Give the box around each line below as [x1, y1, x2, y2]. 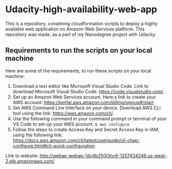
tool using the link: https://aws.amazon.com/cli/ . [12, 110, 114, 116]
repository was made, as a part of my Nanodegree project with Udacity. [5, 31, 157, 37]
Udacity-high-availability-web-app [5, 4, 157, 15]
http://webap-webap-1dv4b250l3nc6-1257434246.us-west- [39, 152, 167, 159]
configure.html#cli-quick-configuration [12, 142, 95, 149]
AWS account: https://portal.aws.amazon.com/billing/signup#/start [12, 99, 154, 105]
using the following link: [12, 132, 63, 138]
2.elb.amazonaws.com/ [5, 158, 55, 164]
